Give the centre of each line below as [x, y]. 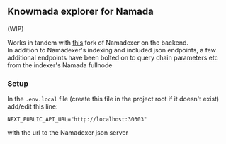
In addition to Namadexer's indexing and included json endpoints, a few [112, 50]
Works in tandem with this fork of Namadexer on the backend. [98, 43]
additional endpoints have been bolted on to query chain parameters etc [113, 57]
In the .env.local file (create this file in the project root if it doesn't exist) [113, 99]
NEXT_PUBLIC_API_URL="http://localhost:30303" [77, 120]
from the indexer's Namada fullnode [60, 65]
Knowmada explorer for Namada [80, 12]
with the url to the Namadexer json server [68, 133]
